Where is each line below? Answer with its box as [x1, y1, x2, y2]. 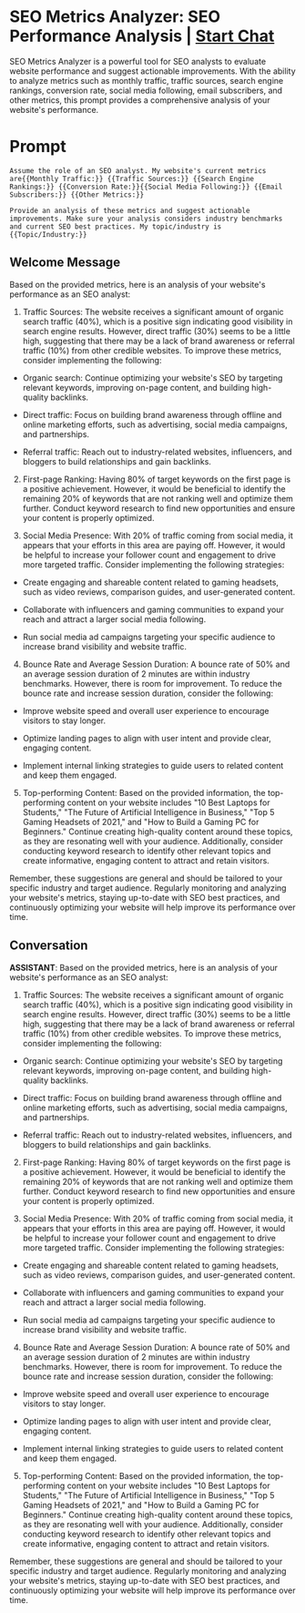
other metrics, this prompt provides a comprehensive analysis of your [9, 94, 270, 106]
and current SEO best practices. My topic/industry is [9, 221, 222, 231]
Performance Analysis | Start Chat [9, 26, 275, 46]
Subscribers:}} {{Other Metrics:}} [9, 189, 145, 199]
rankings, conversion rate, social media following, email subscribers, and [9, 85, 283, 96]
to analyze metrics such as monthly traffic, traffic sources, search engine [9, 75, 284, 86]
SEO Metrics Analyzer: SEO [9, 6, 221, 27]
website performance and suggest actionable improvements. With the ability [9, 66, 296, 77]
